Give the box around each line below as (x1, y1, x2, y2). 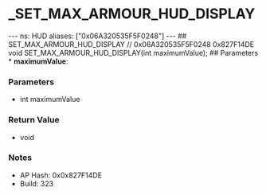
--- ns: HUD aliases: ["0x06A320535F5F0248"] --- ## (8, 31, 187, 41)
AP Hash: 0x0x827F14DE (19, 170, 102, 180)
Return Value (8, 115, 60, 126)
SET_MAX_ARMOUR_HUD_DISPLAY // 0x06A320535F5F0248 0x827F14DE (8, 39, 255, 49)
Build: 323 (19, 178, 54, 188)
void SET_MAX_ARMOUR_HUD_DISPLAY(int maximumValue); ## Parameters (8, 48, 259, 57)
